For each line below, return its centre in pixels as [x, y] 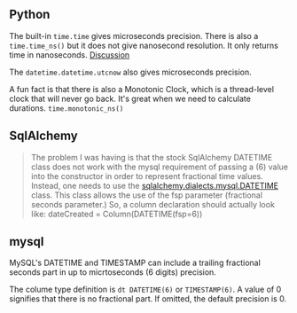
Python [30, 15]
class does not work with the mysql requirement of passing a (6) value [159, 167]
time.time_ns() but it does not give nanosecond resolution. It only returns [144, 45]
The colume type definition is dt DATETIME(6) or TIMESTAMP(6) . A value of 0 [145, 290]
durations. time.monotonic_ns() [66, 108]
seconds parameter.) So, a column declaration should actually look [152, 204]
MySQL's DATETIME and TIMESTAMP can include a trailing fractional [135, 263]
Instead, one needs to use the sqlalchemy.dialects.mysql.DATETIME [155, 185]
